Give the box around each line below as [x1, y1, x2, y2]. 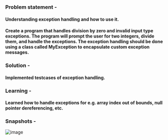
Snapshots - [5, 118, 36, 125]
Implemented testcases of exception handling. [5, 75, 105, 81]
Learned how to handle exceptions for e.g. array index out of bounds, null [5, 100, 163, 106]
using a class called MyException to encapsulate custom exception [5, 44, 150, 50]
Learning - [5, 87, 32, 94]
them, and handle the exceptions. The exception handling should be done [5, 39, 163, 45]
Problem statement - [5, 4, 57, 11]
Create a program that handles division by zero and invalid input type [5, 28, 153, 34]
